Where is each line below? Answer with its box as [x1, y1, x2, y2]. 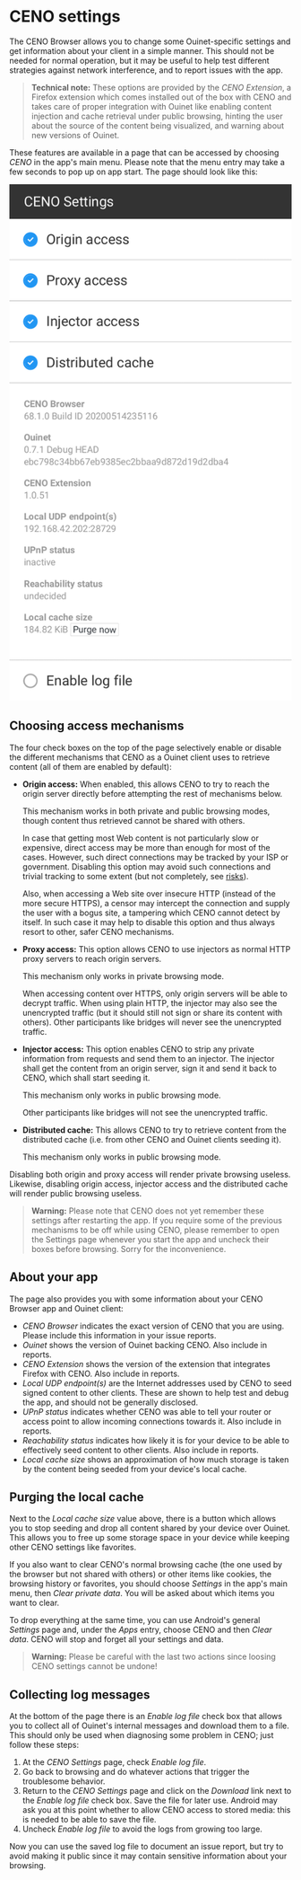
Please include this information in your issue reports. [21, 1329, 217, 1340]
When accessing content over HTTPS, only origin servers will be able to [21, 988, 288, 999]
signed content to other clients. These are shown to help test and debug [21, 1387, 289, 1398]
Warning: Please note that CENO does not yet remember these [30, 1205, 264, 1216]
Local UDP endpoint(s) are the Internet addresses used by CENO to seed [21, 1377, 292, 1389]
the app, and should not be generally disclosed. [21, 1397, 199, 1408]
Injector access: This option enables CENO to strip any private [21, 1044, 255, 1055]
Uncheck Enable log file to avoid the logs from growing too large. [21, 1823, 262, 1834]
